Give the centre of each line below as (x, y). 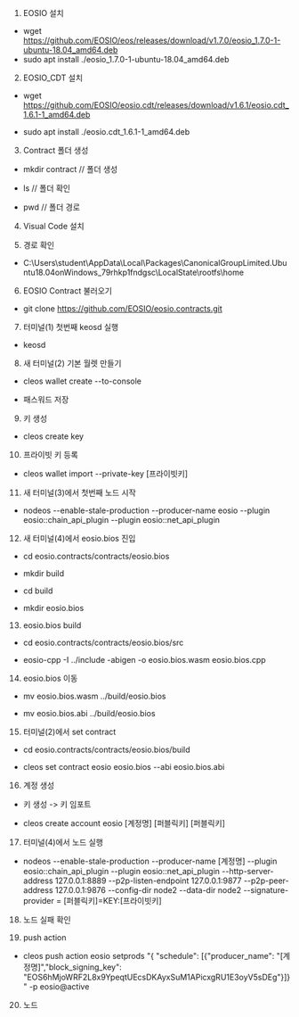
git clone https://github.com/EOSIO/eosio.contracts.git (123, 309)
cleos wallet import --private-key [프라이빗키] (105, 474)
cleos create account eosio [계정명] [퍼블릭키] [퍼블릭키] (124, 823)
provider (38, 901)
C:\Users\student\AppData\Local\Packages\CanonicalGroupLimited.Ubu (155, 263)
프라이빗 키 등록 (50, 455)
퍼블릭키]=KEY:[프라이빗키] (114, 901)
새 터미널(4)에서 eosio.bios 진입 (79, 538)
